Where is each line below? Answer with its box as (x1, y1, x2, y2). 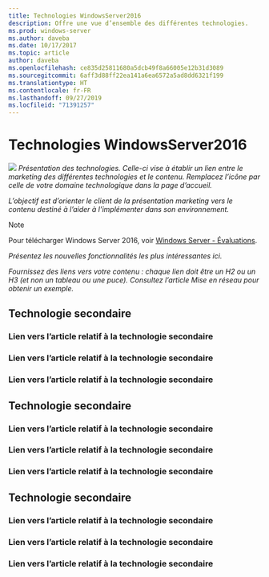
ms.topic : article (8, 49, 70, 57)
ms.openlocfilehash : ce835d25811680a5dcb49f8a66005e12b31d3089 (8, 64, 224, 72)
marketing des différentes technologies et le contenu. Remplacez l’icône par (8, 172, 260, 181)
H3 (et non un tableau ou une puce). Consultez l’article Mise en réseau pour (8, 275, 259, 285)
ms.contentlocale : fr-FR (8, 86, 91, 95)
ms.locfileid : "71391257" (8, 101, 94, 109)
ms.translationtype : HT (8, 79, 88, 87)
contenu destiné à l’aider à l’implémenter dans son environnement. (8, 205, 230, 214)
